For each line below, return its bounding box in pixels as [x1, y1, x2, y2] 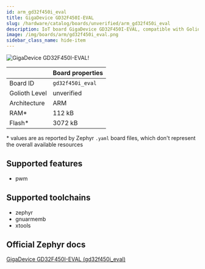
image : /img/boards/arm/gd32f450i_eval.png [6, 32, 119, 38]
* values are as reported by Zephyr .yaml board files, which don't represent [6, 134, 196, 141]
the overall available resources [6, 141, 84, 148]
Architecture [9, 99, 45, 107]
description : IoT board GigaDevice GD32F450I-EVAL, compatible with [6, 26, 184, 32]
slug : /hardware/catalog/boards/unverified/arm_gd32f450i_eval [6, 20, 171, 26]
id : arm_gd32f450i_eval [6, 9, 67, 15]
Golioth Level [9, 89, 47, 97]
